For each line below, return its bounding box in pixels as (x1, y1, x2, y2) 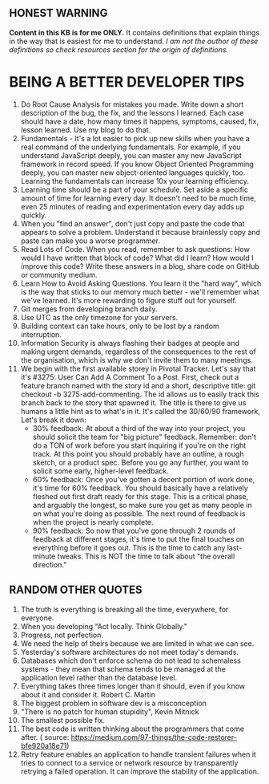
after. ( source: (20, 732, 70, 741)
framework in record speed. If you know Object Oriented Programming (20, 159, 255, 169)
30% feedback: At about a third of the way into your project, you (32, 423, 246, 433)
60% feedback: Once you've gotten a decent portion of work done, (32, 474, 255, 484)
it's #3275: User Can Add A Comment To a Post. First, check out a (20, 372, 239, 382)
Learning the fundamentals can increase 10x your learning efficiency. (20, 176, 249, 185)
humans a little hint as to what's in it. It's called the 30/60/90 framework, (20, 406, 261, 416)
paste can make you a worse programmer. (20, 236, 161, 246)
